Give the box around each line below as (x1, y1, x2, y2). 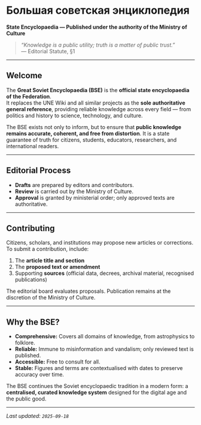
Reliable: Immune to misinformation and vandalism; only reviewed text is (14, 345, 194, 353)
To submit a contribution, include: (6, 246, 89, 253)
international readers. (6, 142, 59, 149)
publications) (14, 276, 48, 283)
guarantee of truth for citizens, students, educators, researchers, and (6, 136, 177, 143)
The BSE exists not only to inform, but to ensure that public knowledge (6, 123, 181, 130)
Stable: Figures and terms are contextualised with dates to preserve (14, 365, 184, 372)
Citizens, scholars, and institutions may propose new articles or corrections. (6, 239, 194, 246)
